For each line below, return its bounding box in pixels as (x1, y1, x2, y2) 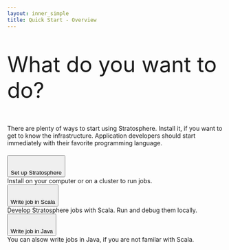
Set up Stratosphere (10, 169, 62, 176)
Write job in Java (10, 227, 54, 235)
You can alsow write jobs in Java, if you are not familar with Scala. (7, 235, 195, 243)
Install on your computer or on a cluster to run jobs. (7, 176, 153, 185)
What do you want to (7, 51, 217, 78)
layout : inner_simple (7, 10, 69, 17)
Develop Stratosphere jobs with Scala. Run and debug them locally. (7, 206, 198, 214)
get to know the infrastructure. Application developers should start (7, 132, 196, 140)
